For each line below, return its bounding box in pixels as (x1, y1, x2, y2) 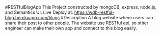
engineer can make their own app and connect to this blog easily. (5, 25, 137, 31)
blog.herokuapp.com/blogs (5, 15, 60, 20)
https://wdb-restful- (74, 9, 114, 15)
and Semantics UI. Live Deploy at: (5, 9, 74, 15)
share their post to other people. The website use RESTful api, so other (5, 20, 149, 26)
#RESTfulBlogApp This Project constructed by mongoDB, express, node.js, (5, 4, 157, 10)
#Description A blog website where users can (60, 15, 153, 20)
